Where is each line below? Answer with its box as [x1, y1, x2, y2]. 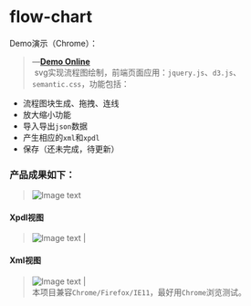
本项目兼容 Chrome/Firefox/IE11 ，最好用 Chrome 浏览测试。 [31, 286, 246, 298]
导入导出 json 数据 [22, 121, 89, 132]
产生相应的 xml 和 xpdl [22, 132, 100, 142]
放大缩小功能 [22, 109, 71, 120]
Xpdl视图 [9, 212, 44, 223]
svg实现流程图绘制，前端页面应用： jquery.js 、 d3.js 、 [34, 67, 242, 78]
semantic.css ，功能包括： [31, 78, 130, 89]
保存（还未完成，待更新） [22, 143, 120, 154]
